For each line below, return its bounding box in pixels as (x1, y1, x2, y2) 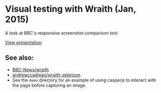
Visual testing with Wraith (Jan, (5, 3, 136, 15)
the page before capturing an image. (12, 82, 87, 88)
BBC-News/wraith (12, 67, 49, 72)
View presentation (5, 39, 42, 45)
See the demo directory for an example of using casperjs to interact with (12, 77, 157, 83)
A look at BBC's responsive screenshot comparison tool (5, 30, 118, 36)
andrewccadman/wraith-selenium (12, 72, 81, 78)
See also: (5, 54, 34, 62)
